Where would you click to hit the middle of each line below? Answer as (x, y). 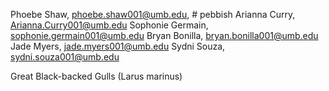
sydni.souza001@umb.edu (65, 57)
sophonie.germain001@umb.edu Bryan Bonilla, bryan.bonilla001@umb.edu (164, 35)
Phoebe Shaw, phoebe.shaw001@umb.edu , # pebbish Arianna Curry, (153, 14)
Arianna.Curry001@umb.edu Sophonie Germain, (109, 25)
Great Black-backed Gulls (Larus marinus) (96, 76)
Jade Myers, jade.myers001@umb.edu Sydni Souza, (118, 46)
